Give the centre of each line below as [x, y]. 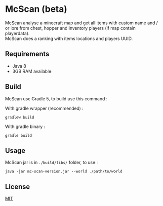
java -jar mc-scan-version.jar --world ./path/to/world [64, 171]
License [18, 186]
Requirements [27, 54]
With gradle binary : [25, 126]
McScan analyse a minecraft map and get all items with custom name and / [81, 23]
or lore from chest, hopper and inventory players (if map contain [70, 28]
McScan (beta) [36, 9]
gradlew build [20, 117]
